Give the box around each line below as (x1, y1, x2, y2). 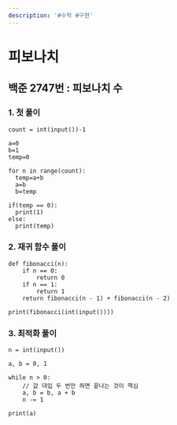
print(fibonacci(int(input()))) (8, 308, 114, 316)
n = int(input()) (8, 346, 65, 354)
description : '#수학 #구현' (8, 11, 94, 20)
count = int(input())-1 (8, 125, 87, 134)
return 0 (36, 273, 65, 282)
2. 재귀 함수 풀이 (8, 242, 67, 253)
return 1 (36, 287, 65, 295)
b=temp (15, 187, 37, 195)
